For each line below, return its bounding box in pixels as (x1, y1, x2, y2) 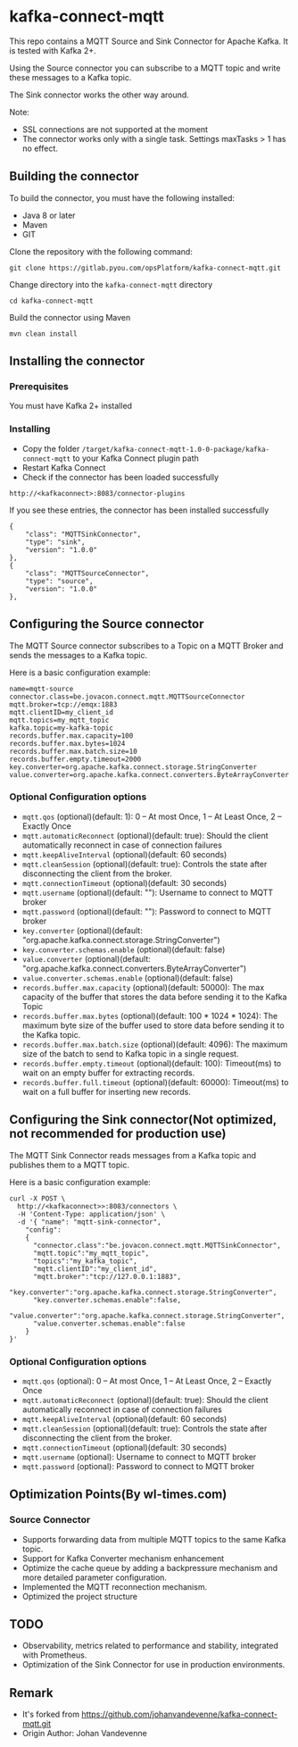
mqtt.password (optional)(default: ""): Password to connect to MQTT (21, 906, 272, 916)
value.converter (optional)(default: (21, 953, 152, 964)
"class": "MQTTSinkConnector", (25, 530, 142, 539)
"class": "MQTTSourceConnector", (25, 569, 150, 578)
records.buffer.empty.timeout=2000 (9, 755, 142, 764)
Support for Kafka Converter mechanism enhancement (21, 1552, 225, 1564)
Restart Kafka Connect (21, 462, 106, 472)
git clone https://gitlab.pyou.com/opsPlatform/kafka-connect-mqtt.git (9, 263, 281, 272)
